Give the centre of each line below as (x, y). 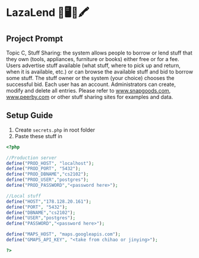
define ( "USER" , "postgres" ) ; (41, 218)
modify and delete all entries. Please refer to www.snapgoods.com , (89, 90)
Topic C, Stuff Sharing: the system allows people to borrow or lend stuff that (99, 53)
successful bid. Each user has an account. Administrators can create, (91, 84)
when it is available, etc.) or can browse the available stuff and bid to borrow (99, 72)
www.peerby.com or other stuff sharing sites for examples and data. (90, 97)
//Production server (32, 158)
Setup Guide (30, 115)
